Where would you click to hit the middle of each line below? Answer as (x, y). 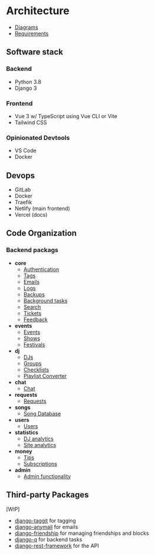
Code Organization (42, 234)
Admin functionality (47, 476)
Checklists (36, 370)
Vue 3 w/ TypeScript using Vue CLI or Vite (66, 116)
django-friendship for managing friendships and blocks (82, 533)
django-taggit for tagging (45, 520)
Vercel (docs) (31, 215)
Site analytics (40, 445)
